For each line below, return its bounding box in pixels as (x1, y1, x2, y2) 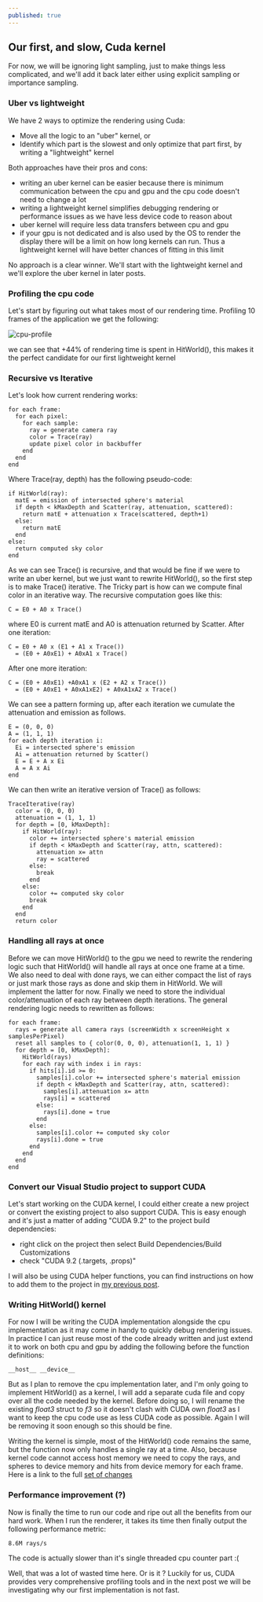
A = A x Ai (15, 764, 51, 773)
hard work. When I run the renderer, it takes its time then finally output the (8, 1516, 247, 1525)
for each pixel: (15, 413, 68, 421)
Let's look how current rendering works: (8, 391, 138, 400)
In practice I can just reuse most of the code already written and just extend (8, 1334, 254, 1343)
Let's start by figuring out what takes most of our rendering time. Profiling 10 (8, 306, 256, 315)
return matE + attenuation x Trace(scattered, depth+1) (22, 510, 210, 519)
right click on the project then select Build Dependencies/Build (19, 1239, 222, 1248)
